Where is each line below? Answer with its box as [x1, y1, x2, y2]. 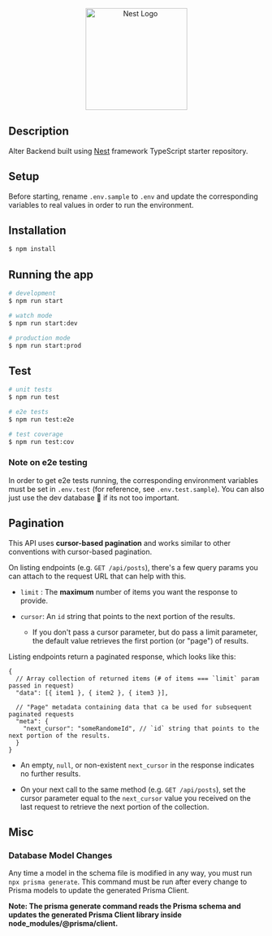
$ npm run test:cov [8, 437, 75, 446]
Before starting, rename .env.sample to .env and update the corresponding [8, 191, 258, 201]
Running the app [8, 267, 93, 281]
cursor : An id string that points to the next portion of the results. [19, 611, 235, 621]
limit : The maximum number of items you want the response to [19, 587, 238, 596]
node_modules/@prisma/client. [8, 919, 119, 929]
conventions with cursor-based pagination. [8, 547, 153, 556]
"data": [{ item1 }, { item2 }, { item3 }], [15, 688, 169, 697]
